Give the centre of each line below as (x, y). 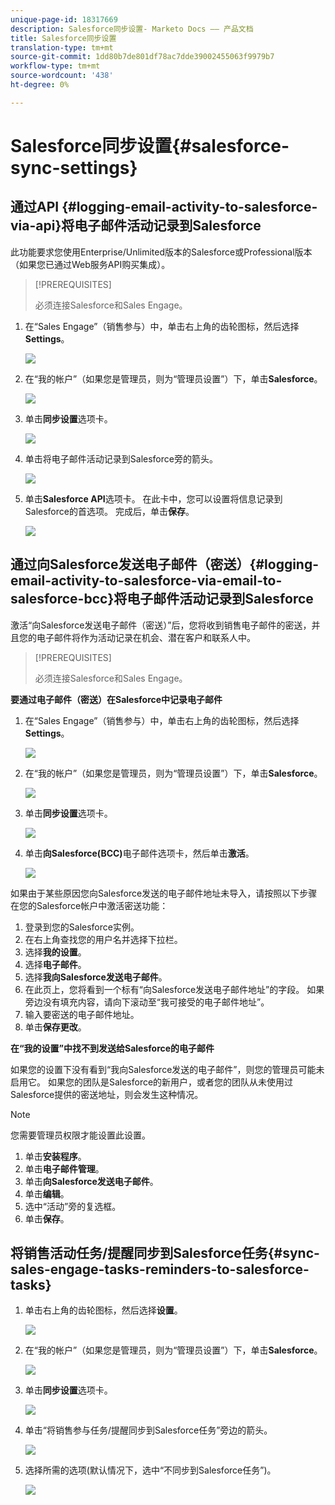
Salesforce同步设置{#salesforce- (150, 145)
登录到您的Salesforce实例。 (82, 927)
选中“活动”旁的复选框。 (73, 1206)
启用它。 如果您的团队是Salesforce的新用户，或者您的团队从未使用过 (152, 1082)
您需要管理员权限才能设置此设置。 (80, 1135)
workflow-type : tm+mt (55, 66)
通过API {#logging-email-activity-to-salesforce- (164, 207)
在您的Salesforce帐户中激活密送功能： (89, 905)
